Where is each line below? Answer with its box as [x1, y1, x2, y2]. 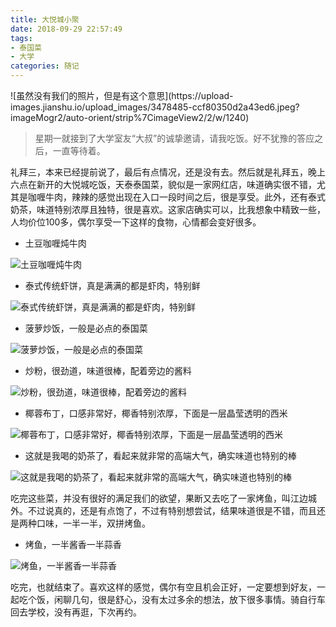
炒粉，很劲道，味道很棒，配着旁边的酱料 [24, 365, 192, 376]
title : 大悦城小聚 [10, 14, 80, 25]
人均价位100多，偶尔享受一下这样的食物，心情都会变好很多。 [10, 216, 262, 228]
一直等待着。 [52, 145, 106, 156]
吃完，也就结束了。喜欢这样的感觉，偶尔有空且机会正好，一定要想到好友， [10, 581, 317, 593]
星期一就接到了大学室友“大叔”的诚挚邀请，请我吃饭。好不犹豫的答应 [34, 132, 315, 144]
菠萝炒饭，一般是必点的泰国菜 [24, 322, 148, 334]
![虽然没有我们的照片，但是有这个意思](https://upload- [10, 90, 234, 101]
